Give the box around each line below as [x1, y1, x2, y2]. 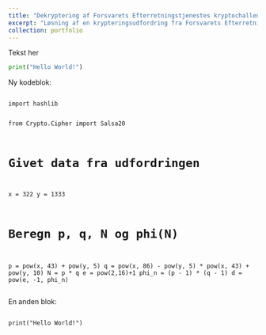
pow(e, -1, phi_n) [8, 276, 69, 284]
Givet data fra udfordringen [8, 156, 200, 171]
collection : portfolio [8, 26, 83, 34]
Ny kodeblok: [8, 78, 51, 87]
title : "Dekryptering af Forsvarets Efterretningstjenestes [8, 11, 211, 20]
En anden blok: [8, 297, 57, 306]
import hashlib [8, 100, 59, 108]
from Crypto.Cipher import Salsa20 [8, 120, 126, 128]
